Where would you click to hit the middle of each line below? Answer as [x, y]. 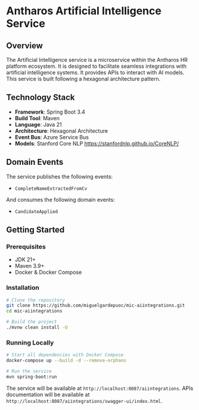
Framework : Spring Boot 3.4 [50, 112]
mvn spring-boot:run [32, 377]
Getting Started [35, 230]
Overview [25, 46]
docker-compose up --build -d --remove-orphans [66, 361]
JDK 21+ [25, 259]
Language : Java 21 [38, 124]
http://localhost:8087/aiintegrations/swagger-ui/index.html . [84, 400]
